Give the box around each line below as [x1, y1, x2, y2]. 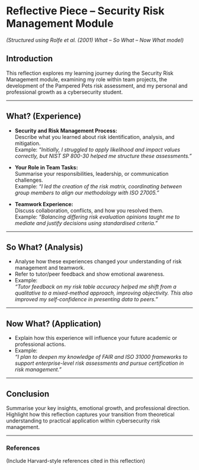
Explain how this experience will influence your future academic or [14, 335, 178, 342]
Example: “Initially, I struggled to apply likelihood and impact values [14, 146, 181, 153]
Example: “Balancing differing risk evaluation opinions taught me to [14, 213, 180, 220]
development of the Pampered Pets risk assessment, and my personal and [6, 82, 188, 89]
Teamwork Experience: [14, 200, 73, 207]
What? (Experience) [6, 111, 82, 121]
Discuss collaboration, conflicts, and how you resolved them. [14, 207, 164, 214]
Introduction [6, 53, 53, 64]
